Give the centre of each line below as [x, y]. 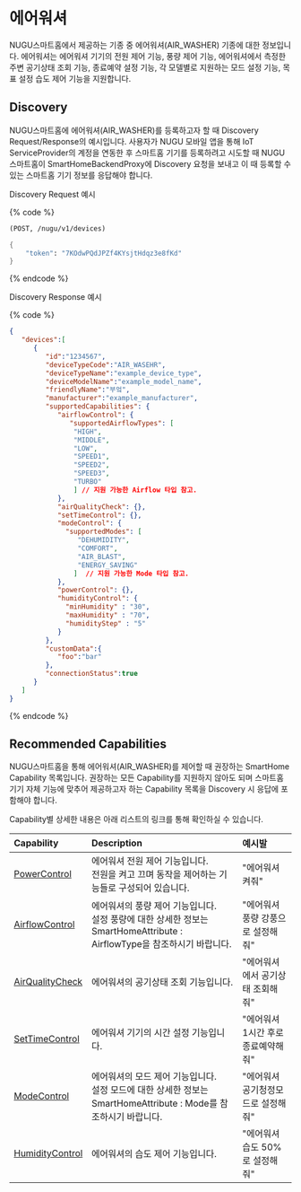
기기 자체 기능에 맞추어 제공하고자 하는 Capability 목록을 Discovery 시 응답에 [144, 789]
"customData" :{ [73, 649]
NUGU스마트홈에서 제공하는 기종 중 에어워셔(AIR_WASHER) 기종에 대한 [135, 45]
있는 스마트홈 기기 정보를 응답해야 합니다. [81, 175]
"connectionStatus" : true [92, 674]
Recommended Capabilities [88, 745]
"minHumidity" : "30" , [108, 607]
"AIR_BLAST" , [102, 557]
